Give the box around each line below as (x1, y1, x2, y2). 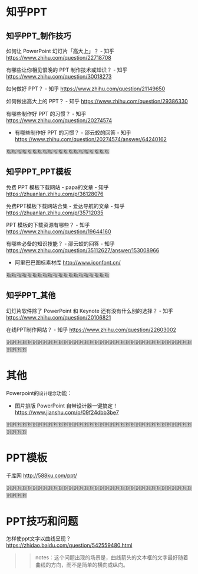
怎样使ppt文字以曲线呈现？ (6, 535, 71, 542)
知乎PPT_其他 (6, 291, 56, 301)
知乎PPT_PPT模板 (6, 167, 71, 177)
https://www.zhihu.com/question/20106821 (6, 314, 111, 321)
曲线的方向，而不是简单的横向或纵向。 (35, 562, 128, 569)
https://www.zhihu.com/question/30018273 (6, 73, 112, 80)
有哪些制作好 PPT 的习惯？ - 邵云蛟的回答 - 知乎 (14, 129, 131, 136)
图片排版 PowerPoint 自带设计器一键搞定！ (14, 402, 118, 409)
